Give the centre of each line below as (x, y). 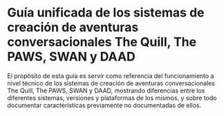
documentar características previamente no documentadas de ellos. (104, 105)
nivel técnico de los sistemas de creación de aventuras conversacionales (111, 83)
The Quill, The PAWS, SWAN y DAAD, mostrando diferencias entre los (106, 90)
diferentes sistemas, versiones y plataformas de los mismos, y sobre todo (112, 97)
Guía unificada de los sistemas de (106, 13)
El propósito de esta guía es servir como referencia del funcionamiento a (111, 76)
